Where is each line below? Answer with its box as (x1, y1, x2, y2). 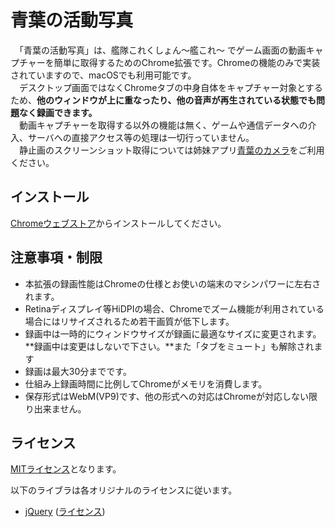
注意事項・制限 (10, 249, 103, 266)
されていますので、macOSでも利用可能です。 (10, 69, 197, 81)
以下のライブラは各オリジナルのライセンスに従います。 (10, 484, 238, 496)
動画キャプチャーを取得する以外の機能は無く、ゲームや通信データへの (18, 119, 308, 131)
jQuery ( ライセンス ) (24, 506, 106, 518)
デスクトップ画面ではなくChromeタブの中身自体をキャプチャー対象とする (18, 81, 323, 93)
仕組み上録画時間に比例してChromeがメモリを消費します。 (24, 377, 268, 390)
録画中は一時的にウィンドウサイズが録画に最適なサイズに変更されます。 (24, 327, 322, 340)
